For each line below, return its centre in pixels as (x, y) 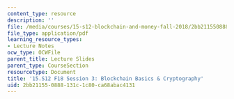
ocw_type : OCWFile (34, 53)
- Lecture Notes (31, 46)
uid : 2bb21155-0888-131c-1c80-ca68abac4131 (71, 85)
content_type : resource (42, 14)
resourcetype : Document (42, 72)
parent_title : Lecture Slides (51, 59)
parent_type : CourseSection (48, 66)
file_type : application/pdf (48, 33)
